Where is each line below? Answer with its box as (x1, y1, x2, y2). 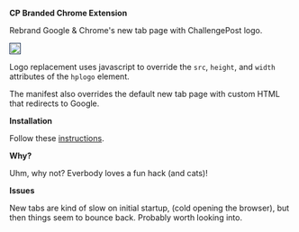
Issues (9, 185, 35, 196)
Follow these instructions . (9, 133, 105, 143)
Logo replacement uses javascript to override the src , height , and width (9, 62, 276, 72)
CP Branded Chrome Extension (9, 8, 128, 18)
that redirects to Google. (9, 98, 100, 109)
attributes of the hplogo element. (9, 71, 130, 82)
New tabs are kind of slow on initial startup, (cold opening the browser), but (9, 202, 290, 213)
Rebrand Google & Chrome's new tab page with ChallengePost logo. (9, 25, 263, 35)
